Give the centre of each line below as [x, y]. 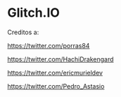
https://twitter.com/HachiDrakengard [60, 59]
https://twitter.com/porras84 [49, 45]
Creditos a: [23, 32]
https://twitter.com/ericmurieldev [55, 73]
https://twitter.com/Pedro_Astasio [56, 86]
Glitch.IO [33, 13]
